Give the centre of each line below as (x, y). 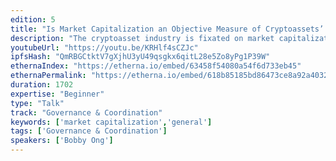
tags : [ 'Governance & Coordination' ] (89, 131)
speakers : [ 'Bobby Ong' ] (62, 141)
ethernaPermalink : (48, 76)
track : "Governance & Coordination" (86, 112)
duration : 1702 (42, 85)
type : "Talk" (37, 103)
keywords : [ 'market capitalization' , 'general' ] (111, 122)
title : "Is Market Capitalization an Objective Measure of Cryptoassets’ (167, 29)
